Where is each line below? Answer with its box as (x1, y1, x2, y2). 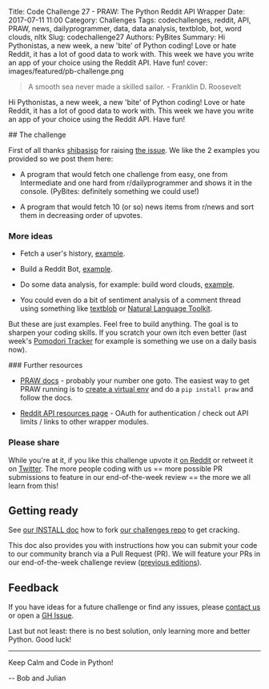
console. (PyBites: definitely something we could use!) (19, 187, 200, 195)
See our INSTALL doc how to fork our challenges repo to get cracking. (8, 525, 240, 535)
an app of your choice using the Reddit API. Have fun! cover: (8, 58, 208, 67)
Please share (8, 437, 60, 448)
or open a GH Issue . (8, 610, 74, 620)
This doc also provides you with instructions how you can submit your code (8, 541, 258, 550)
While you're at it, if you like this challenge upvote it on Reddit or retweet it (8, 455, 254, 465)
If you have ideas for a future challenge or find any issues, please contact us (8, 602, 261, 612)
